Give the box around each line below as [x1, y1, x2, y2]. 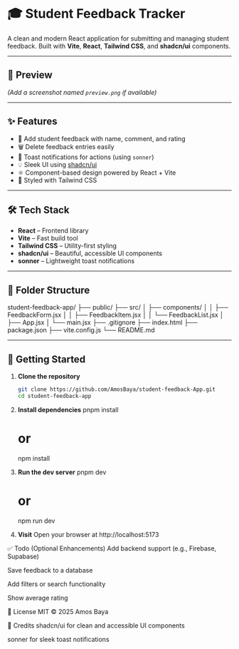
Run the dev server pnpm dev [17, 468, 107, 476]
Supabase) [7, 552, 39, 561]
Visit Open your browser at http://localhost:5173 [17, 530, 159, 538]
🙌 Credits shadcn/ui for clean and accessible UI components [7, 621, 185, 630]
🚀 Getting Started [7, 353, 86, 365]
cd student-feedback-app [17, 392, 92, 399]
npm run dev [17, 516, 55, 525]
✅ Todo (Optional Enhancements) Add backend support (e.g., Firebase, [7, 543, 217, 553]
